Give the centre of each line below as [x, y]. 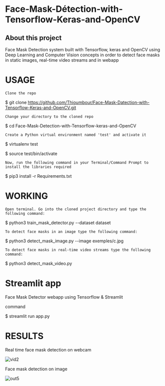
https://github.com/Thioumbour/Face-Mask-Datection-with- [89, 102]
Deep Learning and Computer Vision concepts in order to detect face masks [82, 55]
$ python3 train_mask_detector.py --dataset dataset [58, 223]
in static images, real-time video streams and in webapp [62, 60]
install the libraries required [38, 167]
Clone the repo [21, 93]
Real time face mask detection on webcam [48, 349]
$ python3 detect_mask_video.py [39, 263]
